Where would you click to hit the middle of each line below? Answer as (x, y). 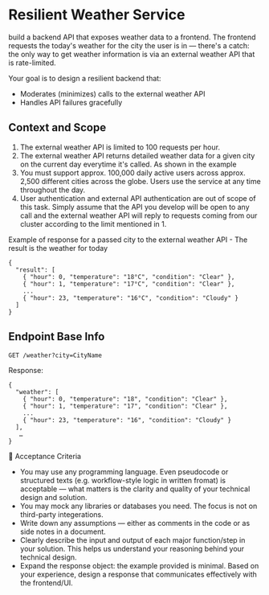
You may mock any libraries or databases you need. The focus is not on (139, 506)
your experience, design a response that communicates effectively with (138, 574)
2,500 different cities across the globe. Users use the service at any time (140, 181)
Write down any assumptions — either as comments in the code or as (135, 523)
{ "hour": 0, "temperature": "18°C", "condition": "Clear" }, (129, 277)
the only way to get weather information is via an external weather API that (132, 54)
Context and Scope (57, 127)
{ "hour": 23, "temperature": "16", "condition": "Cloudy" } (127, 420)
